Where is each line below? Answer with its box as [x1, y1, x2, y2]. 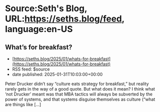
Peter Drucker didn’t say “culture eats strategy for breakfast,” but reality [5, 81, 149, 87]
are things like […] [5, 102, 41, 107]
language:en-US [5, 24, 73, 35]
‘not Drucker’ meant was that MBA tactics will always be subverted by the [5, 91, 153, 97]
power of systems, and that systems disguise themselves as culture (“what [5, 96, 156, 102]
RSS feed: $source [12, 66, 50, 72]
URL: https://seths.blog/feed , [5, 13, 125, 24]
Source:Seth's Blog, [5, 3, 88, 14]
